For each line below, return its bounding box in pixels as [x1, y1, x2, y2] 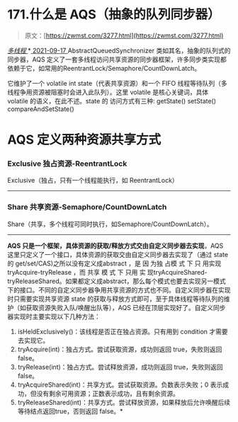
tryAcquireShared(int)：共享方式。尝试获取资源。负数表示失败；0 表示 [17, 380, 223, 389]
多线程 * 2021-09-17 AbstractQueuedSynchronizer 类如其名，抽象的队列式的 [7, 46, 231, 55]
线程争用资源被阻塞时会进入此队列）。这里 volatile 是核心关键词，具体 [7, 88, 209, 96]
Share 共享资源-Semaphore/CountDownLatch [7, 203, 167, 212]
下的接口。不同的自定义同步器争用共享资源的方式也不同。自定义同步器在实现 [7, 285, 231, 294]
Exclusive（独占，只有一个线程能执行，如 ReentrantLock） [7, 176, 178, 185]
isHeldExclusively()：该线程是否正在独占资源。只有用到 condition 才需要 [17, 327, 228, 336]
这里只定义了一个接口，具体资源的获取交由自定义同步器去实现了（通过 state [7, 250, 229, 258]
